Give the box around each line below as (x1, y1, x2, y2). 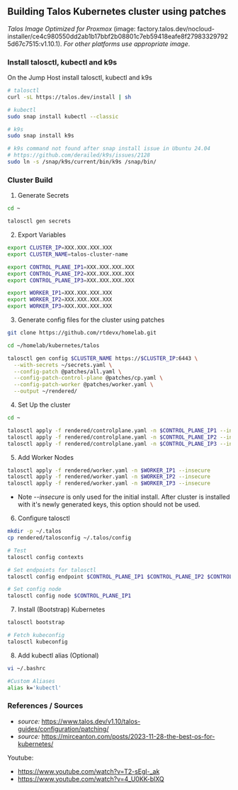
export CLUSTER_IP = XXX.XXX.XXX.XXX (7, 244, 113, 252)
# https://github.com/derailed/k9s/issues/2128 (7, 152, 151, 159)
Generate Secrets (17, 191, 69, 200)
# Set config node (7, 586, 62, 593)
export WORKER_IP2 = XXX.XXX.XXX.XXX (7, 296, 113, 303)
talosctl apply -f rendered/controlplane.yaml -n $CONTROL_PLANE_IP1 (7, 427, 217, 434)
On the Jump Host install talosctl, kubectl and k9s (7, 74, 152, 82)
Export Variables (17, 230, 66, 239)
